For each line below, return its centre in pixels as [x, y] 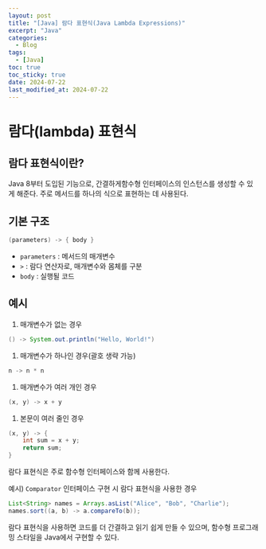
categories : [28, 38]
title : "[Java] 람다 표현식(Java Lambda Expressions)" [97, 23]
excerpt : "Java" [35, 30]
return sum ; [42, 448]
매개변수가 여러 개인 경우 [58, 387]
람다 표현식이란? [46, 163]
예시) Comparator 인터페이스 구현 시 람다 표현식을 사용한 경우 [103, 489]
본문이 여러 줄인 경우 [52, 418]
